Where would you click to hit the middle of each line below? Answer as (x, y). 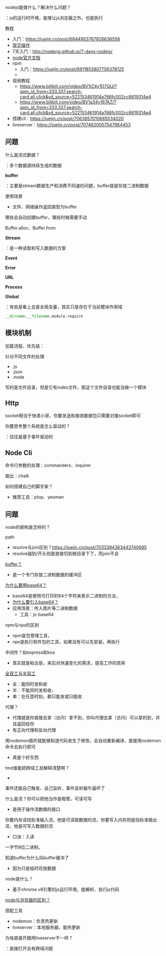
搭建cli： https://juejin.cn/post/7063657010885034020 (68, 119)
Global (12, 296)
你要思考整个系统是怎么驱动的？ (38, 426)
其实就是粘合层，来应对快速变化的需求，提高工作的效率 (69, 663)
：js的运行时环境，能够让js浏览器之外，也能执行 (54, 18)
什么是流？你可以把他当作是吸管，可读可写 (49, 798)
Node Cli (19, 453)
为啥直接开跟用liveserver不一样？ (39, 938)
